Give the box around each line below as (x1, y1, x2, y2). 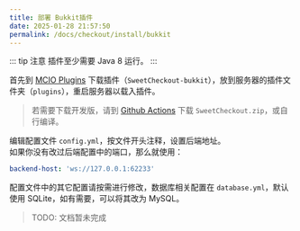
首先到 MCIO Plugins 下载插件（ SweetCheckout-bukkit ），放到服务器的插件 (9, 75, 284, 85)
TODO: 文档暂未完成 (31, 212, 106, 223)
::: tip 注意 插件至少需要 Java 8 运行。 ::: (9, 56, 158, 67)
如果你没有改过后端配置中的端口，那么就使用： (9, 147, 183, 157)
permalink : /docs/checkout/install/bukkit (9, 30, 171, 39)
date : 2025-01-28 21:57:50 (9, 22, 111, 31)
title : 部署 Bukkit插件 (9, 13, 93, 22)
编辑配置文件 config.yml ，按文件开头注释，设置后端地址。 (9, 136, 226, 147)
